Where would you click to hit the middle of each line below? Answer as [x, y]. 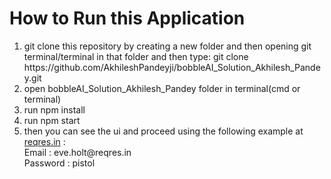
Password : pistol [59, 163]
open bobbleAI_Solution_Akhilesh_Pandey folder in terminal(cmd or [162, 88]
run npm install [54, 109]
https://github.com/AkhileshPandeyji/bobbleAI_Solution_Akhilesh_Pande [172, 67]
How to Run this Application [127, 18]
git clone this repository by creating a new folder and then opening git [167, 46]
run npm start [52, 120]
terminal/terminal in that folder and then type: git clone [136, 56]
